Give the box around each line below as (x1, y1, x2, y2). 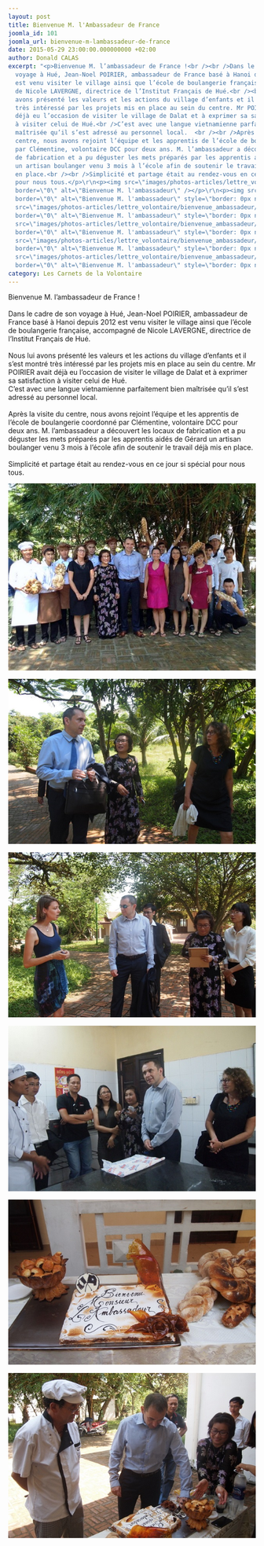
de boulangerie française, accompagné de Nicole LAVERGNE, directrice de (8, 325, 251, 335)
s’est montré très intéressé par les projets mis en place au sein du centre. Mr (8, 358, 256, 369)
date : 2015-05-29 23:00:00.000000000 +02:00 (8, 46, 156, 54)
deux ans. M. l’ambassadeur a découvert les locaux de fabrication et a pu (8, 425, 246, 435)
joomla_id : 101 (8, 29, 58, 37)
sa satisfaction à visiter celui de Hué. (8, 376, 127, 385)
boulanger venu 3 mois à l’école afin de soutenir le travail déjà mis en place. (8, 443, 254, 452)
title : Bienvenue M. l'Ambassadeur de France (8, 20, 159, 29)
